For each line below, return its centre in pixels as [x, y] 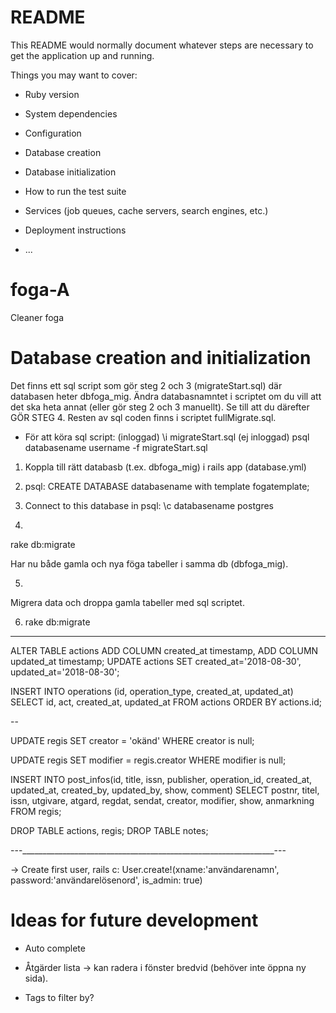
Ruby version [52, 94]
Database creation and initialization [161, 358]
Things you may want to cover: [74, 75]
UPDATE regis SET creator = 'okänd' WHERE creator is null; [132, 740]
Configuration [53, 133]
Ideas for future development [134, 920]
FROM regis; [36, 811]
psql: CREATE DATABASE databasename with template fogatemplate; [167, 486]
